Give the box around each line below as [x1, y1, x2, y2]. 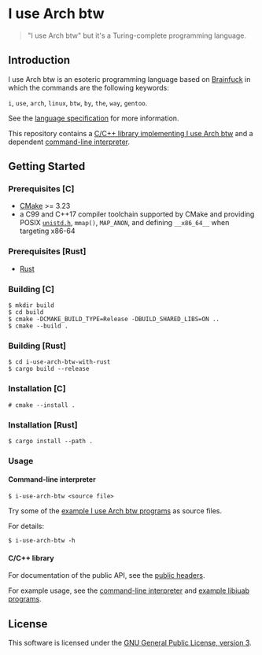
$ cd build [8, 309, 44, 316]
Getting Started [8, 160, 86, 173]
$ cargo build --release [8, 365, 90, 373]
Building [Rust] [8, 340, 67, 351]
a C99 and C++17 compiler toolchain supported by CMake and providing [19, 209, 255, 219]
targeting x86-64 [19, 226, 76, 236]
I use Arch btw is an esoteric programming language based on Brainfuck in [8, 74, 251, 83]
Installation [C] [8, 383, 66, 394]
